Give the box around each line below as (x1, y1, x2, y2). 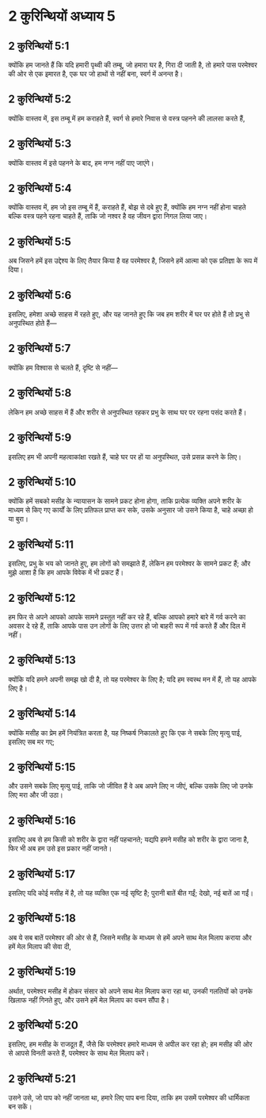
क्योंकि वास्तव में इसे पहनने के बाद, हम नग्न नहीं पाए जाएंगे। (8, 158, 154, 167)
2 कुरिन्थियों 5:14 (8, 707, 77, 721)
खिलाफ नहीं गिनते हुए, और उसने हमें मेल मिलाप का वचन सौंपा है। (8, 995, 170, 1005)
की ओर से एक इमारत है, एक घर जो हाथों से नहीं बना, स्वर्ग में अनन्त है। (8, 69, 184, 78)
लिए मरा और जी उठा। (8, 791, 63, 800)
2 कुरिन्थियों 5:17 (8, 867, 75, 881)
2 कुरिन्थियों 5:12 (8, 591, 76, 605)
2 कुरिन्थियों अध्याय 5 (8, 7, 116, 25)
